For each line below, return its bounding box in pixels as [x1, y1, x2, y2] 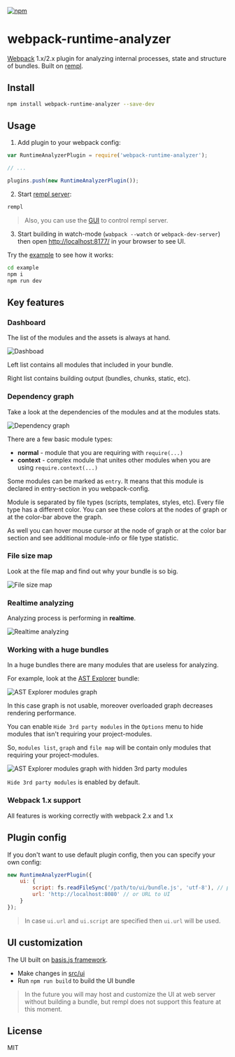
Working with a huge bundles [7, 645, 109, 654]
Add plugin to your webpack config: [17, 139, 121, 147]
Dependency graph [7, 392, 74, 402]
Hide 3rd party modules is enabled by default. [7, 778, 141, 787]
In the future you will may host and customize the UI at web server [24, 990, 216, 998]
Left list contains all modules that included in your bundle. [7, 360, 173, 369]
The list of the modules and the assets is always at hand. [7, 333, 171, 342]
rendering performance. [7, 709, 77, 717]
